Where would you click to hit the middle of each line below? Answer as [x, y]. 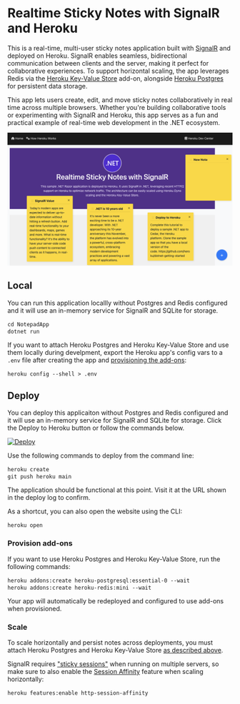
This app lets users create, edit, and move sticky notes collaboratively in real [120, 100]
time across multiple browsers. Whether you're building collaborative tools [117, 107]
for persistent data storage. [47, 86]
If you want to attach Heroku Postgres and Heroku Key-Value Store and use [118, 345]
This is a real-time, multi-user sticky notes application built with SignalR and [119, 48]
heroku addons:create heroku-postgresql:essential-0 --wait [99, 580]
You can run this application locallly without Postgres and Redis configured [117, 303]
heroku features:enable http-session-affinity [78, 693]
